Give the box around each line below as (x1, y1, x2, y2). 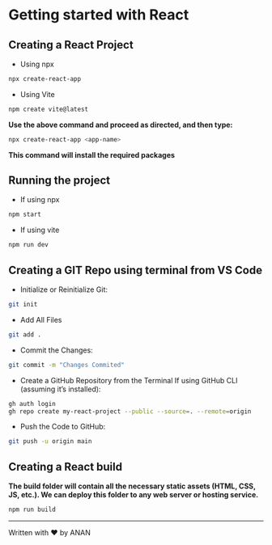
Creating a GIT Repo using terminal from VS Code (8, 263, 263, 277)
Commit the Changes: (19, 345, 93, 355)
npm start (8, 210, 42, 219)
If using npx (19, 195, 60, 205)
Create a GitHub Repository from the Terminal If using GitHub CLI (19, 375, 238, 385)
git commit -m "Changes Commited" (8, 361, 125, 369)
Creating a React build (8, 459, 123, 474)
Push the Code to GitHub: (19, 422, 106, 432)
